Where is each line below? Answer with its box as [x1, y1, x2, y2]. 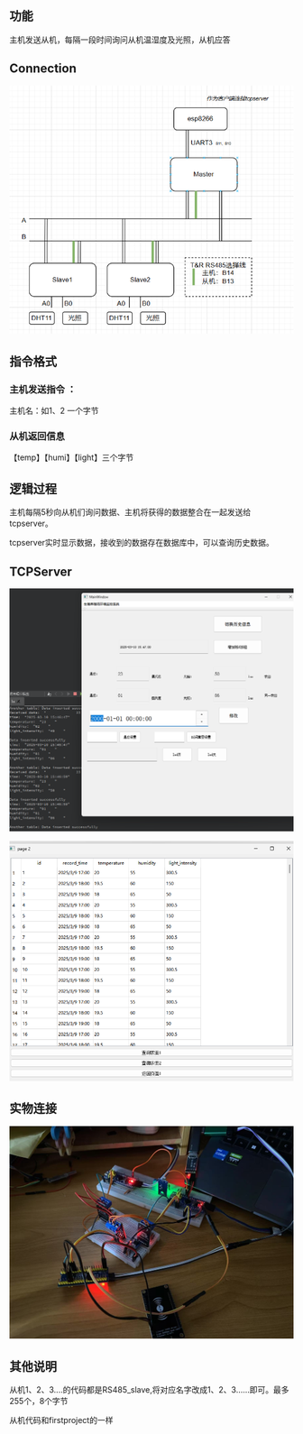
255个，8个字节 [9, 1396, 69, 1406]
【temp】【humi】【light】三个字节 [9, 452, 133, 463]
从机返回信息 [9, 429, 66, 442]
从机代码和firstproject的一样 [9, 1415, 114, 1425]
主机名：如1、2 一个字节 [9, 405, 99, 417]
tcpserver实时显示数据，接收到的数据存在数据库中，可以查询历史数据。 [9, 538, 275, 548]
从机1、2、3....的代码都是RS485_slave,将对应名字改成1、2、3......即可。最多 [9, 1384, 290, 1395]
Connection [9, 61, 77, 77]
